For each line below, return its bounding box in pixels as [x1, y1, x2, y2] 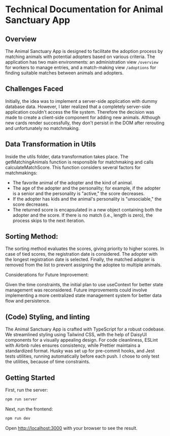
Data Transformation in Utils [5, 140, 96, 149]
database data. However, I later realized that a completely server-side [5, 103, 151, 110]
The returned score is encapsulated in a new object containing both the [12, 206, 162, 212]
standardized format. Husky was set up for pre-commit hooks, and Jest [5, 348, 155, 354]
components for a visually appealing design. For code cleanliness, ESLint [5, 337, 158, 343]
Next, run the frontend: [5, 406, 53, 412]
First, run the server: [5, 387, 48, 393]
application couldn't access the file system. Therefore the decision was [5, 108, 155, 115]
